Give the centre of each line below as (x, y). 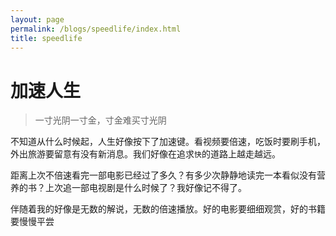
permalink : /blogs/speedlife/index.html (96, 29)
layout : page (37, 19)
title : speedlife (46, 38)
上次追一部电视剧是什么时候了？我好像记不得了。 (145, 188)
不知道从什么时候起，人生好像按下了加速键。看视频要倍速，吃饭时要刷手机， (168, 142)
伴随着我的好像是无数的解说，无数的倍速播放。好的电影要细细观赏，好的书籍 (168, 209)
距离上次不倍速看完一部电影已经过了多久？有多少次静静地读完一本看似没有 (163, 175)
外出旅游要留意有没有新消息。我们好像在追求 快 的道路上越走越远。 (145, 154)
